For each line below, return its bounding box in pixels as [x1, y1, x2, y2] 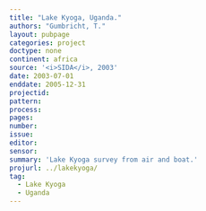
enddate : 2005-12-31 [9, 80, 87, 89]
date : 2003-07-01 [9, 72, 74, 81]
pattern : [9, 96, 42, 106]
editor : [9, 138, 39, 147]
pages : [9, 113, 34, 122]
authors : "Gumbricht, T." [9, 22, 106, 31]
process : [9, 105, 42, 114]
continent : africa [9, 55, 78, 64]
